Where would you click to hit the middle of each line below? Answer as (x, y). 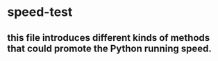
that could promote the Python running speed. (109, 48)
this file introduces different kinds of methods (109, 38)
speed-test (40, 12)
